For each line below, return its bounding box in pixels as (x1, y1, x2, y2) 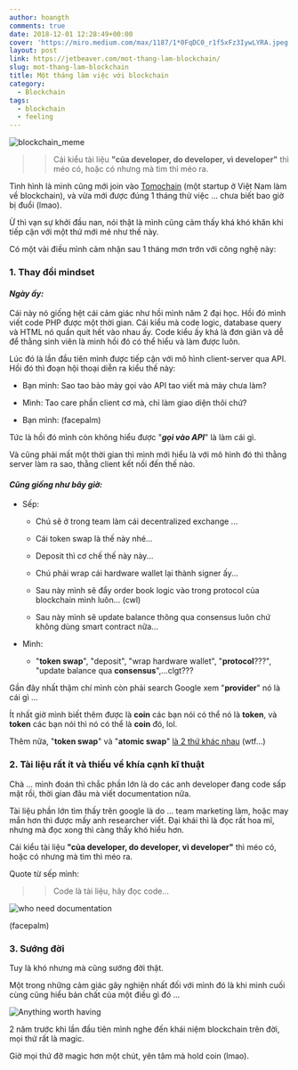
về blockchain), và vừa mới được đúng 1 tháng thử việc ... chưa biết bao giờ (9, 191, 285, 201)
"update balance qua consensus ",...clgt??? (35, 666, 194, 676)
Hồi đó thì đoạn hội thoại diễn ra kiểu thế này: (9, 363, 176, 374)
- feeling (17, 112, 53, 121)
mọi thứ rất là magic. (9, 1033, 85, 1044)
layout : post (9, 46, 58, 55)
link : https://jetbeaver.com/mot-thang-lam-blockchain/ (9, 54, 221, 63)
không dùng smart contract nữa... (35, 621, 158, 633)
